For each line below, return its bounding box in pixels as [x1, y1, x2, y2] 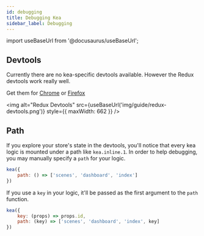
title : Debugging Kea [6, 15, 62, 21]
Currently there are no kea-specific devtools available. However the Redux [6, 71, 194, 78]
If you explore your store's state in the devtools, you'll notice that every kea [6, 142, 196, 149]
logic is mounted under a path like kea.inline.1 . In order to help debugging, [6, 148, 198, 155]
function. [6, 195, 29, 202]
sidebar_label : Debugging [6, 20, 72, 26]
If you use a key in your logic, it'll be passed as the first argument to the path [6, 189, 199, 196]
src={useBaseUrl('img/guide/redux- [76, 101, 167, 109]
